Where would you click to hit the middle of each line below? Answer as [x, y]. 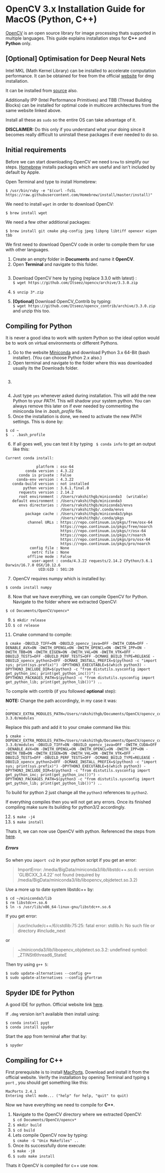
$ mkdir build [27, 1125]
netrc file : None [50, 552]
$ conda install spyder [30, 1027]
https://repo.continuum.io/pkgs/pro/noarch [105, 544]
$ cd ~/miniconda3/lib [29, 899]
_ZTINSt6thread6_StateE [42, 955]
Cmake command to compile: [42, 634]
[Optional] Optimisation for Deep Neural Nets [76, 59]
